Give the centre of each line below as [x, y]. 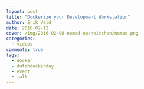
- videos [22, 44]
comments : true [25, 50]
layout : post [22, 11]
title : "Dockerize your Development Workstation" [68, 17]
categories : [21, 39]
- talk [19, 77]
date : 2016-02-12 [27, 28]
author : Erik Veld [29, 22]
